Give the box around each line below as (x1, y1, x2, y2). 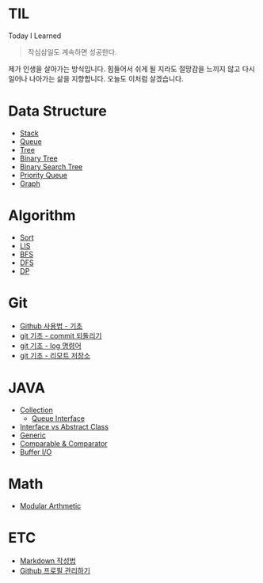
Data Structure (8, 102, 107, 120)
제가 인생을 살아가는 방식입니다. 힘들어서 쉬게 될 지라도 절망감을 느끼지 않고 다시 (8, 64, 256, 74)
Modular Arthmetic (19, 501, 82, 510)
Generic (19, 430, 46, 440)
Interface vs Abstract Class (19, 422, 109, 431)
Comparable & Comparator (19, 438, 109, 448)
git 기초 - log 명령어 (19, 341, 82, 350)
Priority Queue (19, 170, 67, 180)
